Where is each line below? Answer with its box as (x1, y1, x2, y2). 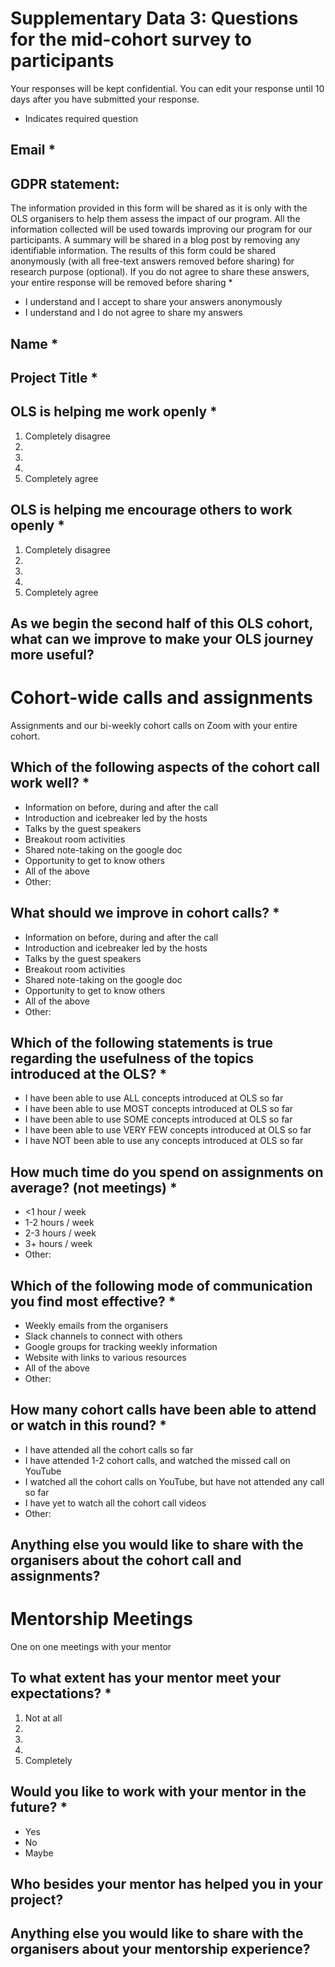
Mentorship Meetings (10, 1608, 193, 1631)
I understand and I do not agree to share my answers (24, 307, 243, 319)
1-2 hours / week (24, 1217, 95, 1229)
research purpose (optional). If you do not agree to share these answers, (10, 266, 310, 278)
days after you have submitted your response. (10, 93, 200, 105)
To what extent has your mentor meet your (10, 1670, 282, 1687)
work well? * (10, 775, 90, 792)
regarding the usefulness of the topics (10, 1050, 255, 1067)
